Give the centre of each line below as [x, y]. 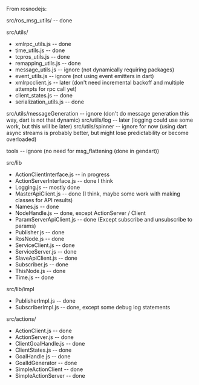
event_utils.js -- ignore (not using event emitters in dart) [84, 76]
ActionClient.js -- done [44, 331]
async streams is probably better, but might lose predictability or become [97, 133]
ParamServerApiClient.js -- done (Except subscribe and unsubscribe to [103, 219]
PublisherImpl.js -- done [45, 301]
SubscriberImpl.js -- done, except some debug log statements [93, 307]
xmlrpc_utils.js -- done [43, 44]
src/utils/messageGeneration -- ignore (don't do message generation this [98, 114]
